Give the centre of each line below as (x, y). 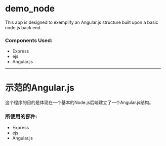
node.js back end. (23, 27)
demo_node (30, 9)
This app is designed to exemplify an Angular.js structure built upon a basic (82, 22)
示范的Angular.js (40, 88)
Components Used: (29, 40)
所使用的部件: (21, 117)
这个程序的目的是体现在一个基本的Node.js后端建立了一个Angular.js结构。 (79, 102)
